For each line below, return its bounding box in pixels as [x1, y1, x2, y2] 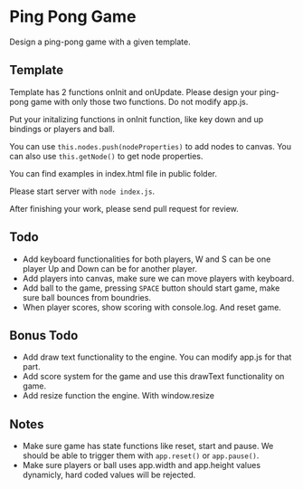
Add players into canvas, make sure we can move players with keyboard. [22, 273, 295, 283]
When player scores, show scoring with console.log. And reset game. [22, 302, 282, 312]
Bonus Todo [9, 328, 79, 343]
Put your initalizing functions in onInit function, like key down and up [9, 113, 264, 124]
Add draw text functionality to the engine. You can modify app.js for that [22, 351, 292, 363]
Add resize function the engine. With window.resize [22, 390, 215, 401]
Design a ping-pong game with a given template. [9, 36, 192, 47]
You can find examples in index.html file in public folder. [9, 168, 217, 178]
